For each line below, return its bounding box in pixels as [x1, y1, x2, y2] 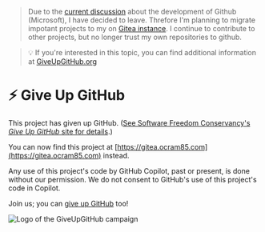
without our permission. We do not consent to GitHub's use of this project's [8, 174, 258, 184]
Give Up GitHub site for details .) [8, 126, 114, 136]
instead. [102, 150, 130, 160]
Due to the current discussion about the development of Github [27, 7, 237, 16]
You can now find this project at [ [8, 142, 118, 151]
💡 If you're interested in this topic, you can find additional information [27, 48, 257, 57]
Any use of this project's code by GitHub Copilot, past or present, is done [8, 166, 251, 175]
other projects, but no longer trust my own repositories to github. [27, 32, 243, 42]
